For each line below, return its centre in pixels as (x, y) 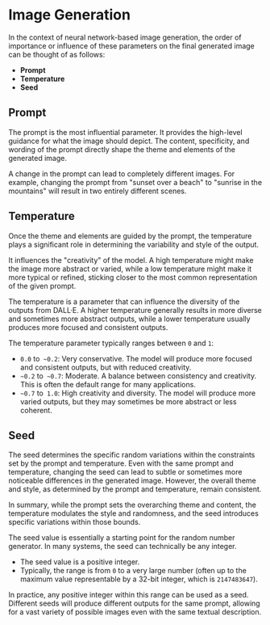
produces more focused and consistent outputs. (88, 327)
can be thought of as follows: (57, 54)
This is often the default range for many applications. (108, 384)
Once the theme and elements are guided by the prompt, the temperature (130, 235)
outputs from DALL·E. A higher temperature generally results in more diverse (135, 310)
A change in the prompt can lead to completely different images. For (122, 173)
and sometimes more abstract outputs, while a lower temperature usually (130, 319)
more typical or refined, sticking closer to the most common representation (133, 277)
